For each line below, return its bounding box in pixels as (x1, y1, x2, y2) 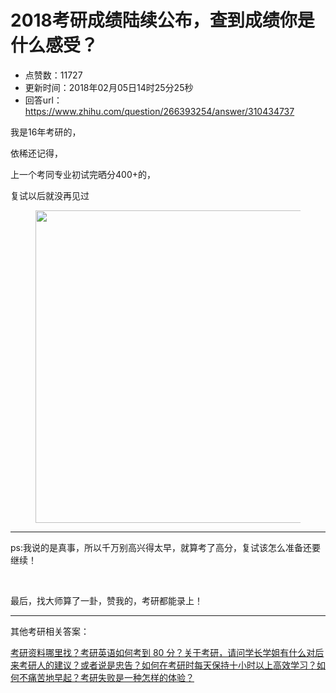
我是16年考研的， (10, 126, 82, 138)
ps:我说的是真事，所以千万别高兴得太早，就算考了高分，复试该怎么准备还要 (10, 541, 321, 553)
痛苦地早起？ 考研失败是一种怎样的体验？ (27, 671, 195, 683)
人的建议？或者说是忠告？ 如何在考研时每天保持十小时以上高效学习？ (36, 659, 317, 671)
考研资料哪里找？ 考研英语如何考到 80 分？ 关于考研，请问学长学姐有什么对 (10, 646, 316, 658)
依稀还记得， (10, 147, 63, 159)
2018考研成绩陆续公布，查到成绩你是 (10, 9, 315, 32)
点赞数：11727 (24, 69, 83, 81)
